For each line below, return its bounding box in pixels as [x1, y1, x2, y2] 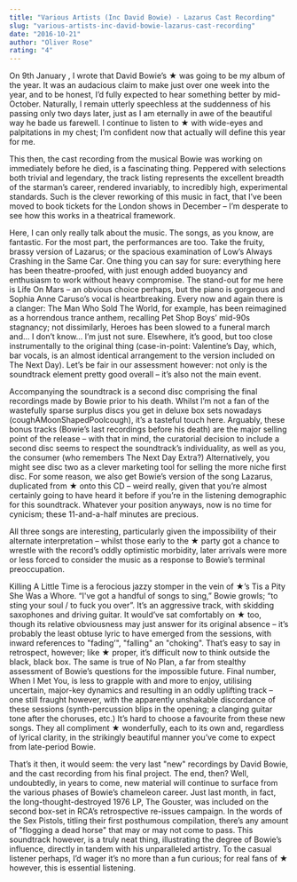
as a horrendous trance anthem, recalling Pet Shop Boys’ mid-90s [9, 313, 251, 323]
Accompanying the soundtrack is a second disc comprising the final [9, 386, 258, 397]
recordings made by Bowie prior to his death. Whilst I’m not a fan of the [9, 396, 270, 407]
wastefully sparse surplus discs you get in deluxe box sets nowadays [9, 405, 262, 416]
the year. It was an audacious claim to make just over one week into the [9, 80, 270, 91]
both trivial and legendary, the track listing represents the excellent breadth [9, 172, 285, 183]
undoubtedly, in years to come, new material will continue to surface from [9, 778, 278, 789]
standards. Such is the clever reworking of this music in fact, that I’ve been [9, 192, 282, 203]
